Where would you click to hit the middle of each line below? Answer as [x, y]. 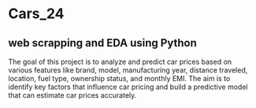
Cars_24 [36, 14]
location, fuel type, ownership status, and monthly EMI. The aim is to [119, 78]
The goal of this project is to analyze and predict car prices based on [120, 61]
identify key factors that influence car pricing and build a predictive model [128, 87]
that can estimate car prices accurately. [72, 95]
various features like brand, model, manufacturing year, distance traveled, [128, 70]
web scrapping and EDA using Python [102, 43]
